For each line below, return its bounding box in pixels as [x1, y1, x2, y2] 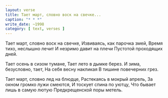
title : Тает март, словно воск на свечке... [5, 12, 101, 17]
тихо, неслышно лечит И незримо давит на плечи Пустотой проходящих [5, 46, 163, 52]
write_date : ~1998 [5, 21, 44, 27]
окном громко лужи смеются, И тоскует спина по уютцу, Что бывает [5, 82, 156, 88]
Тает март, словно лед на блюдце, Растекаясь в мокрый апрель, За [5, 76, 153, 82]
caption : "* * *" [5, 17, 42, 22]
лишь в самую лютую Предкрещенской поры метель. [5, 87, 123, 93]
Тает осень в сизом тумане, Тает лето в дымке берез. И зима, [5, 61, 141, 67]
